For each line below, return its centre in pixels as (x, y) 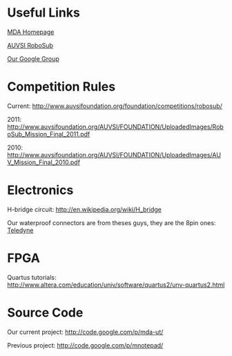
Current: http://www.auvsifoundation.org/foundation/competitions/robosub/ (115, 106)
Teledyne (20, 230)
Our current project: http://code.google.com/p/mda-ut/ (85, 332)
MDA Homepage (31, 32)
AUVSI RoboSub (30, 45)
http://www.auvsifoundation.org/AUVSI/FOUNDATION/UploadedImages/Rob (116, 127)
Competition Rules (61, 87)
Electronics (40, 190)
